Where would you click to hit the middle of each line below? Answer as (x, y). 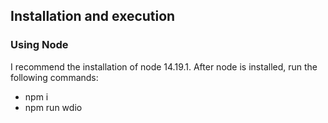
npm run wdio (53, 107)
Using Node (39, 45)
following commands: (54, 77)
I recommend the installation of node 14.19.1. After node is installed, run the (164, 66)
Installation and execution (93, 16)
